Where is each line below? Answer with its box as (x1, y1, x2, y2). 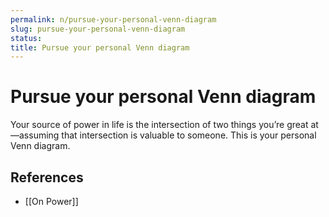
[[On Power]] (24, 196, 79, 207)
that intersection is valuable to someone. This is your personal (61, 129, 317, 141)
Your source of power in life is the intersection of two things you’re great (10, 119, 309, 131)
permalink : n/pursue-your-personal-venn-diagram (10, 14, 217, 25)
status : (10, 33, 43, 43)
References (10, 169, 84, 186)
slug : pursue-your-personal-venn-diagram (10, 24, 186, 34)
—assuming (10, 129, 60, 141)
